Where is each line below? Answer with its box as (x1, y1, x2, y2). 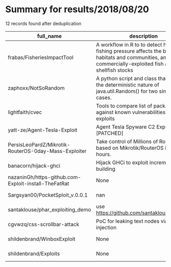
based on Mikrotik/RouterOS (96, 144, 164, 151)
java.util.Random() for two (96, 88, 158, 95)
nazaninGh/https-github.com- (8, 173, 81, 180)
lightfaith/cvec (8, 109, 42, 116)
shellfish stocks (96, 66, 133, 73)
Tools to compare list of (96, 102, 153, 109)
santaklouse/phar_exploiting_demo (8, 206, 92, 213)
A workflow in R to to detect (96, 41, 162, 48)
